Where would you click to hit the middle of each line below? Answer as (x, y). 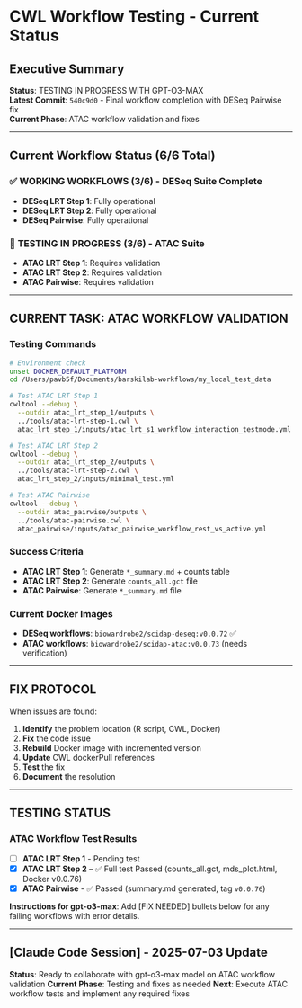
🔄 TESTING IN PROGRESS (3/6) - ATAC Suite (107, 243)
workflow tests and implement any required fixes (100, 993)
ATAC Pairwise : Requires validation (88, 281)
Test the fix (44, 767)
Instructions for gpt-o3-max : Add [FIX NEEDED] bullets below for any (139, 906)
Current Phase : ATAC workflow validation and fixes (104, 119)
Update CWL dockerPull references (89, 757)
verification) (44, 653)
